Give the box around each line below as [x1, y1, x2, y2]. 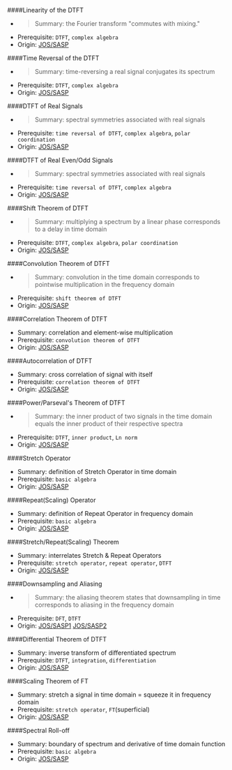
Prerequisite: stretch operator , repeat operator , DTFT [17, 558, 172, 567]
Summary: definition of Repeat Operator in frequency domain [17, 510, 194, 517]
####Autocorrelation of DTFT [7, 357, 93, 365]
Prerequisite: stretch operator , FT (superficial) [17, 705, 150, 713]
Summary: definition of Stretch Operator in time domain [17, 468, 177, 475]
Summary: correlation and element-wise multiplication [17, 328, 173, 336]
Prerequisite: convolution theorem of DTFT [17, 336, 141, 344]
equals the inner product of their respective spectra [34, 420, 183, 428]
